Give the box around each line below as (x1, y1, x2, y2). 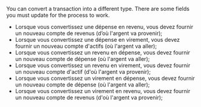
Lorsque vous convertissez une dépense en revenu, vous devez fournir (15, 24, 193, 30)
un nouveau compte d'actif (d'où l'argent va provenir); (15, 68, 151, 75)
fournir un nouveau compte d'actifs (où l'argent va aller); (15, 42, 157, 50)
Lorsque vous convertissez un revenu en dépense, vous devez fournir (15, 49, 190, 56)
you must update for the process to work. (6, 11, 111, 19)
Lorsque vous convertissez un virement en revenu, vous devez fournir (15, 88, 191, 94)
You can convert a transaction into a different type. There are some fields (6, 5, 190, 12)
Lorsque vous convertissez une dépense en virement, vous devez (15, 36, 180, 43)
